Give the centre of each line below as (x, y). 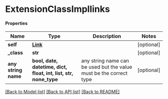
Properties (16, 23)
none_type (45, 80)
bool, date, (45, 61)
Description (107, 36)
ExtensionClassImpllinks (57, 9)
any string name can (105, 61)
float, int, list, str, (53, 73)
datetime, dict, (50, 67)
